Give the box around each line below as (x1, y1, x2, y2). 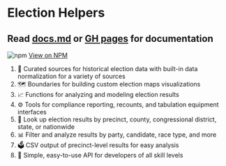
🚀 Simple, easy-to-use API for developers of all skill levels (17, 151, 183, 159)
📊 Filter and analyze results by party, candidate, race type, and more (17, 130, 217, 139)
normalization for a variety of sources (17, 72, 126, 80)
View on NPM (29, 51, 68, 59)
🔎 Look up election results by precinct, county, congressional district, (17, 115, 217, 123)
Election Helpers (7, 5, 105, 21)
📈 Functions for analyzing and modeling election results (17, 91, 179, 98)
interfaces (17, 108, 47, 116)
